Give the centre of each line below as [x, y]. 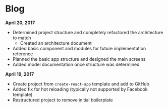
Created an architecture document [56, 43]
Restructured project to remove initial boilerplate [63, 100]
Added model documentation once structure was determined [76, 64]
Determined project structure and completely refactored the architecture [88, 32]
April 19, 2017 [20, 74]
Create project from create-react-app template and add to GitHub [81, 84]
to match [22, 38]
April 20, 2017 [20, 23]
